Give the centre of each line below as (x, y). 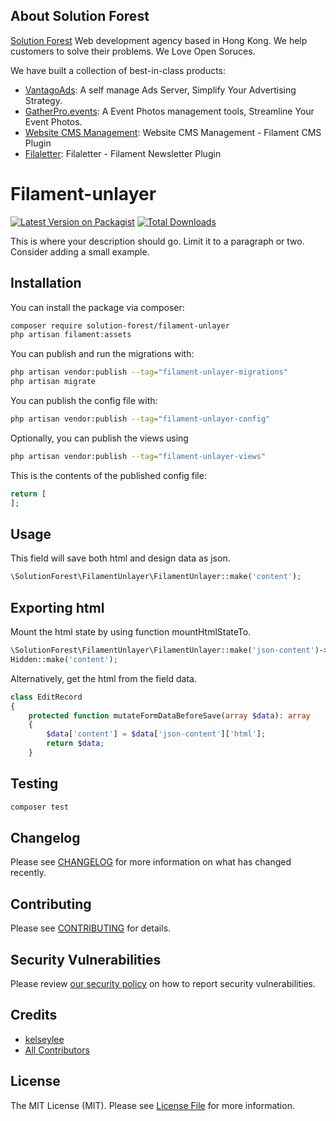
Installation (46, 283)
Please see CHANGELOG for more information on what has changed (151, 862)
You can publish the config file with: (84, 401)
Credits (34, 1015)
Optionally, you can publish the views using (99, 438)
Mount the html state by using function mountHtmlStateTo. (131, 632)
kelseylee (44, 1039)
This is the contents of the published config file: (108, 475)
